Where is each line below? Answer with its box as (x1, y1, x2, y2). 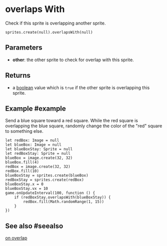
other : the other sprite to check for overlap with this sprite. (12, 57, 134, 63)
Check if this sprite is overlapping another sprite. (5, 20, 106, 26)
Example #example (5, 104, 66, 113)
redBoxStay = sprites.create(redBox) (5, 177, 84, 182)
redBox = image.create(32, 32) (5, 164, 71, 169)
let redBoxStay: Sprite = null (5, 151, 71, 156)
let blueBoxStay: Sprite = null (5, 147, 73, 152)
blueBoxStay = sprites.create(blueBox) (5, 173, 89, 178)
